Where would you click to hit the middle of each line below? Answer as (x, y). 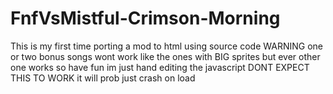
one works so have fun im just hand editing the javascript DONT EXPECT (160, 67)
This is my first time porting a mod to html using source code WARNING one (166, 46)
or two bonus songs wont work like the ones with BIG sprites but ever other (165, 56)
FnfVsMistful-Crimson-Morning (145, 18)
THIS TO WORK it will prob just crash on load (103, 78)
